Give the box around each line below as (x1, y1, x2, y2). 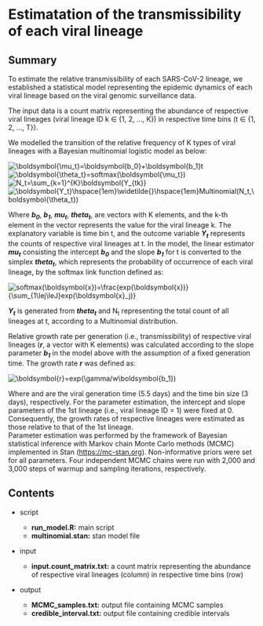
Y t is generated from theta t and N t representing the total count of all (8, 306, 229, 317)
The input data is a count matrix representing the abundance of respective (8, 106, 249, 115)
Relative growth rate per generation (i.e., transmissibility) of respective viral (8, 331, 252, 340)
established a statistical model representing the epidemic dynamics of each (8, 82, 253, 92)
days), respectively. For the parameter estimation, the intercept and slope (8, 397, 246, 406)
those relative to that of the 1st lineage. (8, 422, 133, 431)
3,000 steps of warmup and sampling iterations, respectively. (8, 464, 206, 473)
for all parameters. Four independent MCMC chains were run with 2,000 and (8, 455, 255, 464)
